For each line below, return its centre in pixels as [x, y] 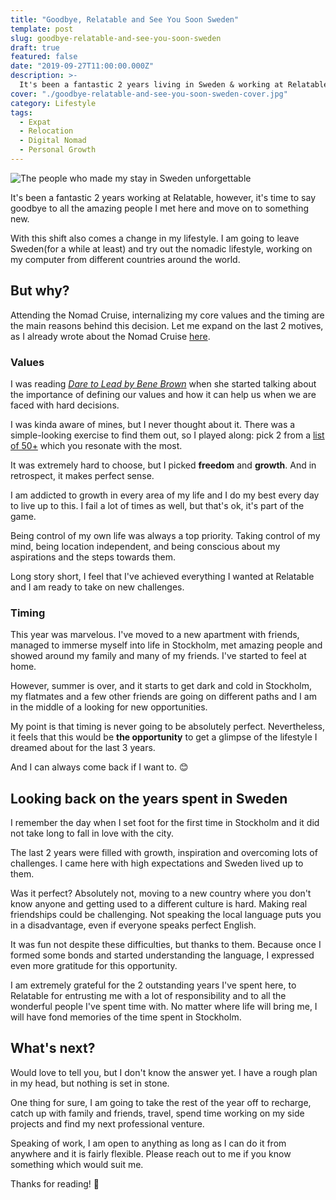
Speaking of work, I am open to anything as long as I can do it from [148, 1143]
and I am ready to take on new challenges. [97, 587]
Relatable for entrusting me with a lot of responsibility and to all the [148, 996]
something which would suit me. [77, 1164]
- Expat [35, 122]
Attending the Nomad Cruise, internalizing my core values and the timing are [167, 315]
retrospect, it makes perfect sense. [82, 475]
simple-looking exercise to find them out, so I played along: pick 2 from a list [167, 435]
